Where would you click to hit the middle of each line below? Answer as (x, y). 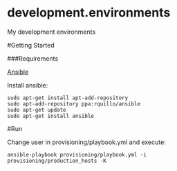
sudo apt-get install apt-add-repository (68, 98)
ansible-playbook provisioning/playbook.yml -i (77, 154)
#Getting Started (31, 45)
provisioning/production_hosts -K (57, 161)
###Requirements (33, 58)
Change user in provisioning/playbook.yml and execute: (86, 142)
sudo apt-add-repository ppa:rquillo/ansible (74, 104)
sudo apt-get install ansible (51, 116)
